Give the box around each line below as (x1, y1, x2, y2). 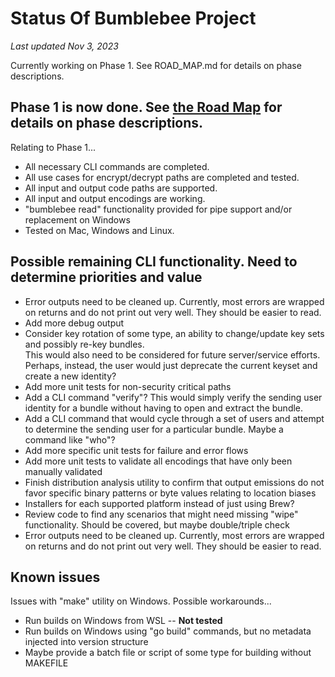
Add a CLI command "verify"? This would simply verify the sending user (24, 391, 323, 403)
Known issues (10, 568, 101, 586)
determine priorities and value (10, 269, 203, 286)
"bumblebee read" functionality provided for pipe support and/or (24, 203, 293, 215)
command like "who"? (24, 433, 116, 446)
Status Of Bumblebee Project (10, 7, 257, 30)
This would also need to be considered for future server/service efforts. (24, 348, 321, 361)
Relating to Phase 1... (10, 141, 97, 153)
